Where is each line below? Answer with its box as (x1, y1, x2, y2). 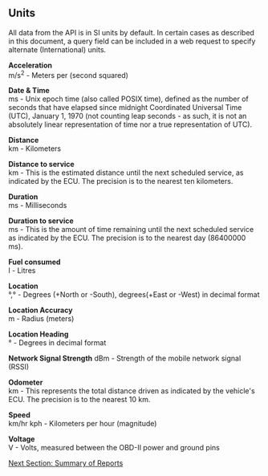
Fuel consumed (8, 257, 61, 267)
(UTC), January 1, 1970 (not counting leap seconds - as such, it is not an (8, 112, 247, 121)
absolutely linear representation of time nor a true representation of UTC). (8, 120, 253, 129)
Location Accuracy (8, 305, 73, 315)
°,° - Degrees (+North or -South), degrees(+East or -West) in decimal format (8, 290, 260, 299)
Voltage (8, 434, 35, 444)
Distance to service (8, 160, 75, 169)
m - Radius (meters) (8, 314, 75, 323)
